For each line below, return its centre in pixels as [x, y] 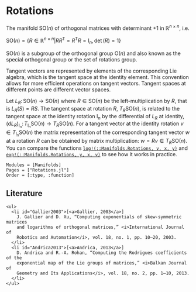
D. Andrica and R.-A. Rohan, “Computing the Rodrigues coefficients [102, 253]
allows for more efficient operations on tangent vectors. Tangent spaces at [96, 84]
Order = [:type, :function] [40, 176]
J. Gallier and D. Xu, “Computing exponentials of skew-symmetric [99, 217]
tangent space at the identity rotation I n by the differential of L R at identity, [95, 117]
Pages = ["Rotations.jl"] [37, 170]
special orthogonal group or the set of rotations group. [72, 60]
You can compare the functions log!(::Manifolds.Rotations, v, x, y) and [97, 148]
